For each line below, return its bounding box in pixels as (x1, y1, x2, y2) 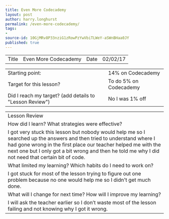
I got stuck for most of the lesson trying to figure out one (8, 170, 141, 177)
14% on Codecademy (108, 69, 160, 76)
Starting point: (8, 69, 41, 76)
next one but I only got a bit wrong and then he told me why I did (8, 147, 160, 154)
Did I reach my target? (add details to (8, 92, 95, 99)
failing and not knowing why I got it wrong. (8, 205, 108, 212)
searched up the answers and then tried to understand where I (8, 134, 155, 141)
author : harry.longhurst (5, 17, 57, 22)
